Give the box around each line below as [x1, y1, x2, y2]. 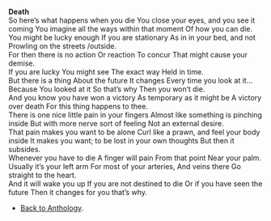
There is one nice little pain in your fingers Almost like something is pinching [8, 110, 263, 120]
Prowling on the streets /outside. [8, 41, 117, 51]
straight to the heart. [8, 170, 77, 180]
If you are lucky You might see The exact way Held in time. [8, 67, 204, 76]
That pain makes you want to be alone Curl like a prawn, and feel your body [8, 127, 260, 137]
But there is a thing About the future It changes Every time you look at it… [8, 76, 253, 85]
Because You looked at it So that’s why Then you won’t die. [8, 84, 205, 94]
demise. [8, 58, 35, 68]
